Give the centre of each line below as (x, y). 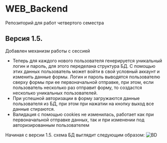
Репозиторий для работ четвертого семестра (55, 23)
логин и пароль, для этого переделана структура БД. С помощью (84, 66)
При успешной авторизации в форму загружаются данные (76, 98)
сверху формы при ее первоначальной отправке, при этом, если (83, 82)
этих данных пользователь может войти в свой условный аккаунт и (86, 71)
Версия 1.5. (24, 39)
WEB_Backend (37, 9)
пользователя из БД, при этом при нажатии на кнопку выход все (83, 104)
